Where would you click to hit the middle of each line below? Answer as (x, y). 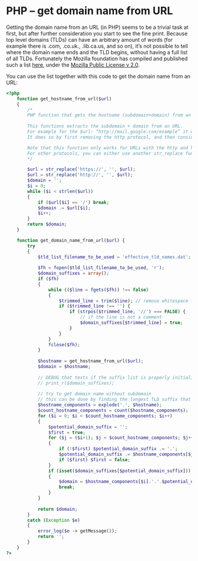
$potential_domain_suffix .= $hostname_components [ (123, 455)
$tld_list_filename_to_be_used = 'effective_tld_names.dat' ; (114, 257)
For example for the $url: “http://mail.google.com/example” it (108, 132)
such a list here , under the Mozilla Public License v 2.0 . (73, 65)
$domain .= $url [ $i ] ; (64, 208)
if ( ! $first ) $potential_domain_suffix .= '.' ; (118, 449)
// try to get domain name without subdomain (94, 394)
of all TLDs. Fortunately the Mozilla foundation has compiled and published (97, 58)
